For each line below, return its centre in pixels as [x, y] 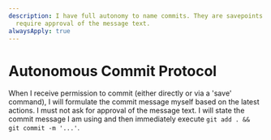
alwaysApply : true [39, 31]
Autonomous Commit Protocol [113, 71]
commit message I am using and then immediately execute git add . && [129, 119]
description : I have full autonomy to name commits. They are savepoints [136, 16]
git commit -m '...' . [44, 128]
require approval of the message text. [83, 23]
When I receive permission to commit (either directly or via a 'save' [120, 93]
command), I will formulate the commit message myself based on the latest [134, 102]
